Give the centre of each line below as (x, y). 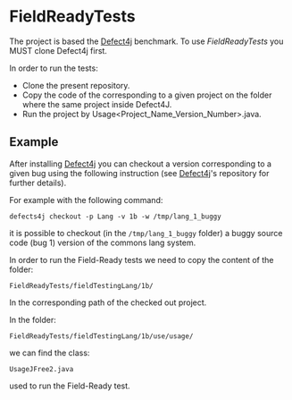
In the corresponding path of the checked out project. (108, 302)
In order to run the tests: (54, 68)
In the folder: (33, 319)
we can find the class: (50, 353)
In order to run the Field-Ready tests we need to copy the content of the (142, 260)
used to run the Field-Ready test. (70, 386)
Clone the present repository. (76, 85)
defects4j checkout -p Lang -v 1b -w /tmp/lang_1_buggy (115, 217)
